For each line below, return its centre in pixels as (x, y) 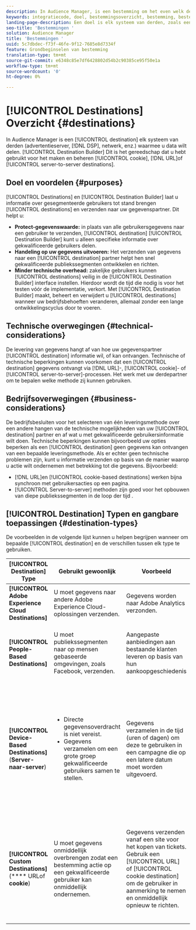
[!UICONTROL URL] (153, 862)
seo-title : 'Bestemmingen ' (40, 28)
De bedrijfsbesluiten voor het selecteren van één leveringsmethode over (93, 422)
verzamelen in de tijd (155, 730)
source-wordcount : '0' (34, 71)
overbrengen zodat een (86, 858)
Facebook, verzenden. (84, 671)
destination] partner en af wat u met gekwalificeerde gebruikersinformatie (95, 434)
